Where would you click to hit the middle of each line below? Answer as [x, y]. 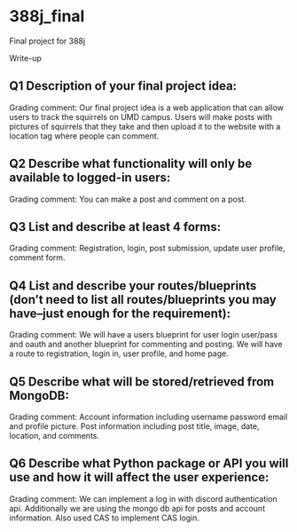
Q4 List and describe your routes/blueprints [133, 286]
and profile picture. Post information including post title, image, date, [134, 426]
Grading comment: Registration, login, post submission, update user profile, [147, 248]
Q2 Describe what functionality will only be [131, 164]
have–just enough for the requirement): [120, 313]
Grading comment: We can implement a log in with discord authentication [143, 498]
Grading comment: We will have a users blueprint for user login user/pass [143, 335]
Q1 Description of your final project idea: [123, 86]
